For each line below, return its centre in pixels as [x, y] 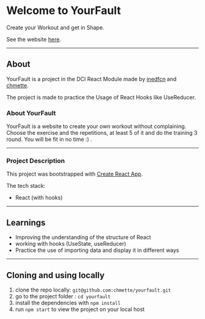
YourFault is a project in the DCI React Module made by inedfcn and [92, 79]
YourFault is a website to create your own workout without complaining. [96, 126]
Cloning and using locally [56, 275]
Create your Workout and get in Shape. [56, 27]
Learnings [26, 222]
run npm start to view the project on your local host [80, 309]
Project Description [36, 160]
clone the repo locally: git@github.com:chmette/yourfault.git [93, 290]
